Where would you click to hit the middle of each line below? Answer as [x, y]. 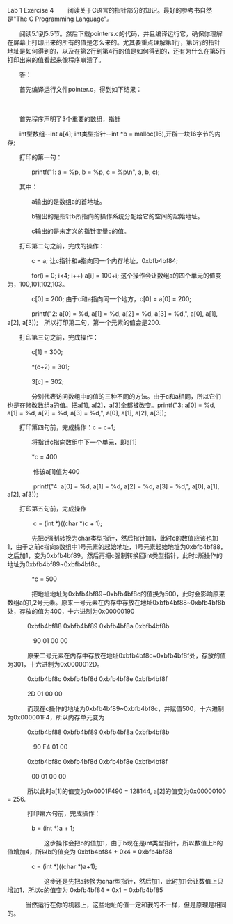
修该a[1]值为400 [56, 471]
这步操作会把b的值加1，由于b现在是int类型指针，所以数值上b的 [133, 843]
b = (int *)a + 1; [53, 828]
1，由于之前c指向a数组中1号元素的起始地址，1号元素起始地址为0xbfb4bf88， [117, 547]
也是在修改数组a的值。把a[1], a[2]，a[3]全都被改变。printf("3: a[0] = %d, [111, 405]
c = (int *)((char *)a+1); [64, 866]
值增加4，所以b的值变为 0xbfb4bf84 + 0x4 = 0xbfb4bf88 [90, 852]
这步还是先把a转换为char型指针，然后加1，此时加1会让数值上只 [134, 881]
